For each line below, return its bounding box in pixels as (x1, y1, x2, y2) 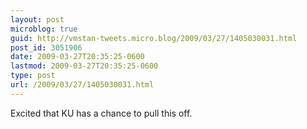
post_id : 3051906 (10, 42, 83, 53)
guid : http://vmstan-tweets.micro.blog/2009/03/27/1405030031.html (10, 33, 298, 43)
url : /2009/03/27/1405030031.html (10, 80, 155, 90)
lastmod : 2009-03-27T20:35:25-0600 (10, 61, 159, 71)
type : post (10, 71, 56, 81)
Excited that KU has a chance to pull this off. (10, 107, 193, 119)
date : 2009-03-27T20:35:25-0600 (10, 52, 145, 62)
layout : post (10, 14, 65, 25)
